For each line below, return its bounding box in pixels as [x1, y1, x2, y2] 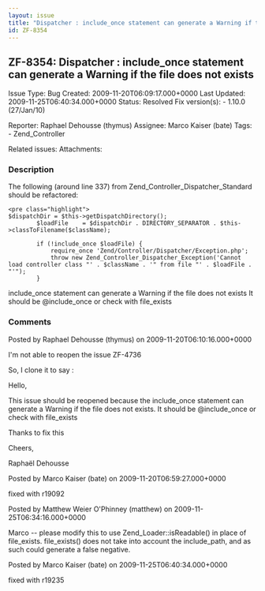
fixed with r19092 [8, 488, 65, 498]
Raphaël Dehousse [8, 458, 69, 468]
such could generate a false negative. [8, 544, 131, 554]
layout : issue [8, 11, 55, 20]
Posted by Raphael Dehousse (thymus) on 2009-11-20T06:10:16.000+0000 [8, 335, 252, 344]
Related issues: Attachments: [8, 144, 103, 154]
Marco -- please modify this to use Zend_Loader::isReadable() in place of [8, 528, 247, 537]
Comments [8, 316, 51, 327]
